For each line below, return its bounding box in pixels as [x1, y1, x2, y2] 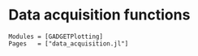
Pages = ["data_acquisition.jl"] [8, 39, 129, 48]
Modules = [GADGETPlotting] [8, 32, 104, 41]
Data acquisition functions [8, 6, 191, 24]
